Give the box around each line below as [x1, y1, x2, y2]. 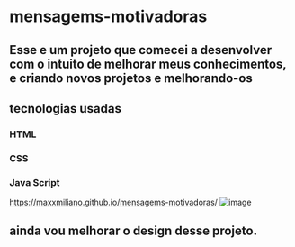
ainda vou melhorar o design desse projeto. [9, 223, 258, 238]
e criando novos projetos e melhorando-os [9, 70, 254, 86]
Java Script [9, 176, 60, 188]
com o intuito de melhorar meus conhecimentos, [9, 56, 287, 71]
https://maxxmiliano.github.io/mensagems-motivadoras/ [9, 197, 219, 208]
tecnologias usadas [9, 101, 121, 116]
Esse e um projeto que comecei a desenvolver [9, 42, 273, 58]
